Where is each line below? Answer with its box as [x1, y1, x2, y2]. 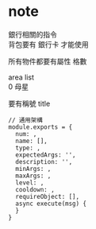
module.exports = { [8, 122, 73, 131]
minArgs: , [15, 165, 52, 173]
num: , [15, 130, 37, 138]
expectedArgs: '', [15, 150, 77, 159]
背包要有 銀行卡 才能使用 [8, 39, 89, 49]
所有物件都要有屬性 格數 [8, 56, 87, 66]
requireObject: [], [15, 192, 80, 200]
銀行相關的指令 [8, 29, 57, 39]
